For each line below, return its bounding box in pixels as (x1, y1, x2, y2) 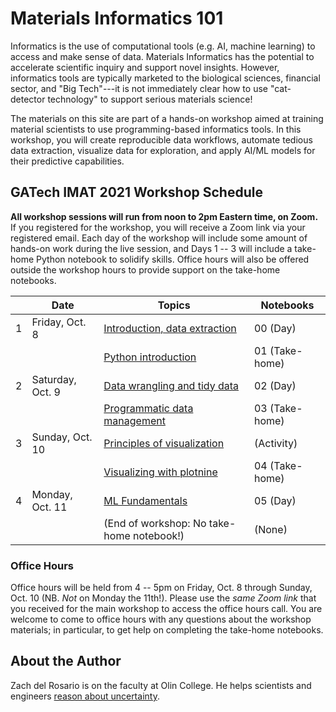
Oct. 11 (31, 500, 68, 514)
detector (10, 93, 46, 105)
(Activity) (253, 436, 298, 450)
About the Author (10, 653, 122, 670)
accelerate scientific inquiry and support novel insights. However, (10, 61, 280, 73)
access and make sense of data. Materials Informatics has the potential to (10, 50, 315, 62)
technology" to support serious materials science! (47, 93, 253, 105)
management (103, 413, 166, 427)
